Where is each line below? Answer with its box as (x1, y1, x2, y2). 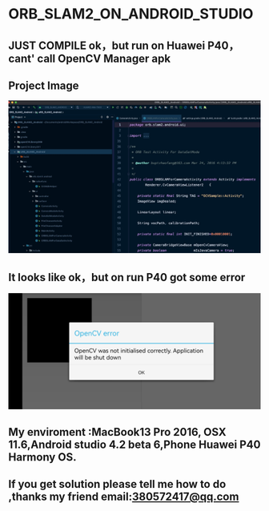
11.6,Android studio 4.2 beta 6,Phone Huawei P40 (8, 437, 261, 451)
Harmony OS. (8, 450, 77, 464)
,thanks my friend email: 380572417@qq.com (8, 489, 239, 503)
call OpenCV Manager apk (37, 51, 171, 65)
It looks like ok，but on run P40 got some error (8, 271, 246, 284)
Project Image (8, 78, 79, 92)
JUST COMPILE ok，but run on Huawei (8, 38, 206, 52)
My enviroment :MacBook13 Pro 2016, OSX (8, 425, 227, 439)
